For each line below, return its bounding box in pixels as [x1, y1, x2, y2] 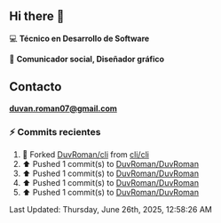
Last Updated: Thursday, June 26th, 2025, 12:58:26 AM [9, 203, 213, 214]
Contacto [9, 79, 62, 94]
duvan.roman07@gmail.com [9, 103, 118, 114]
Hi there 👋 [9, 9, 65, 24]
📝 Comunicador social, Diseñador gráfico [9, 53, 165, 64]
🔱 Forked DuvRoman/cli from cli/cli [21, 148, 149, 160]
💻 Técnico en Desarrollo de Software [9, 33, 150, 44]
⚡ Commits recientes [9, 125, 101, 138]
